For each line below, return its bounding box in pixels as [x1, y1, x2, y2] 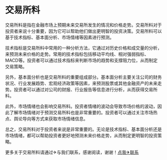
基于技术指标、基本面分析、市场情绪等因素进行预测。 [5, 34, 114, 40]
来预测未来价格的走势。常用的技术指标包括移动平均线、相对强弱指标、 [5, 51, 149, 57]
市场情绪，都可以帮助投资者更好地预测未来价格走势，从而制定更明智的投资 [5, 132, 158, 138]
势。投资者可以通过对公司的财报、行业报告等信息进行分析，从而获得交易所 [5, 86, 158, 92]
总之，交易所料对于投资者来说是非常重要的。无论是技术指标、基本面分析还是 [5, 126, 162, 132]
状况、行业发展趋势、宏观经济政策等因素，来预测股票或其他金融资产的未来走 [5, 80, 162, 86]
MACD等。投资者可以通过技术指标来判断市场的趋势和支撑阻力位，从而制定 [5, 57, 158, 63]
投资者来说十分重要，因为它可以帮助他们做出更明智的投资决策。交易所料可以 [5, 28, 162, 34]
